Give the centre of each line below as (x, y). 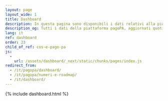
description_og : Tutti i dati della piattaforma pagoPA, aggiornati (78, 28)
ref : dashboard (21, 38)
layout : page (19, 10)
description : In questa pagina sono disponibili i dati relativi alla (80, 24)
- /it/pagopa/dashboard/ (35, 70)
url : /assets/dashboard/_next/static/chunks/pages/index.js (78, 61)
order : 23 (15, 42)
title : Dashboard (23, 19)
